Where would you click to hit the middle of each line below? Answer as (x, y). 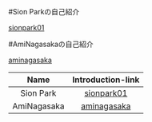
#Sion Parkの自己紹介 (44, 12)
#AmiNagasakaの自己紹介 (51, 44)
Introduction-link (106, 80)
